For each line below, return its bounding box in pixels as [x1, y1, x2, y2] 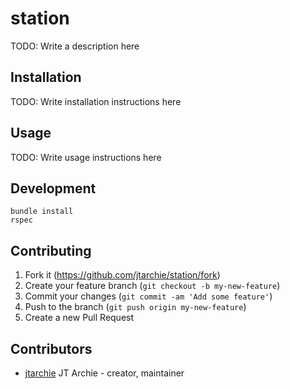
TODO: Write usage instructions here [10, 151, 162, 163]
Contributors [10, 340, 93, 357]
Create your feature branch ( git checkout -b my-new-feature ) [24, 280, 281, 292]
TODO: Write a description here [10, 40, 140, 52]
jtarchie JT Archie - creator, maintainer [24, 367, 185, 379]
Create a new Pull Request [24, 312, 135, 324]
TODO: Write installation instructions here [10, 95, 182, 107]
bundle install [10, 207, 74, 217]
